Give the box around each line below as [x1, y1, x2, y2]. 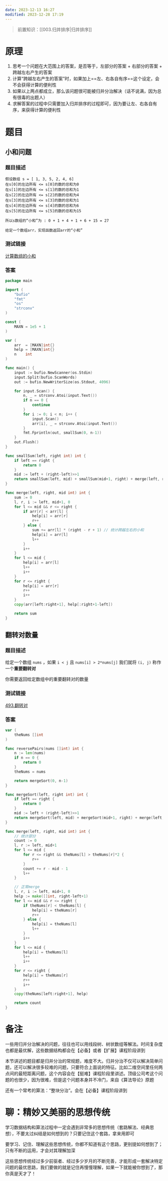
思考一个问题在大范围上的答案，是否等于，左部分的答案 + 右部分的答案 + [12, 63, 162, 69]
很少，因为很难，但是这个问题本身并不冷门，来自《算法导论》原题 [18, 1077, 154, 1082]
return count [14, 1000, 41, 1006]
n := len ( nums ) [14, 751, 46, 756]
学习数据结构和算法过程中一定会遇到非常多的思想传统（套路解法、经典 [5, 1124, 150, 1130]
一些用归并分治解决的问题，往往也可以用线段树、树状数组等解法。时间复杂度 [5, 1041, 163, 1047]
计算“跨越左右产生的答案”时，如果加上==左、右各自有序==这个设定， [12, 76, 155, 82]
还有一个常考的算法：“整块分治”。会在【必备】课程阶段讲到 [5, 1087, 127, 1093]
